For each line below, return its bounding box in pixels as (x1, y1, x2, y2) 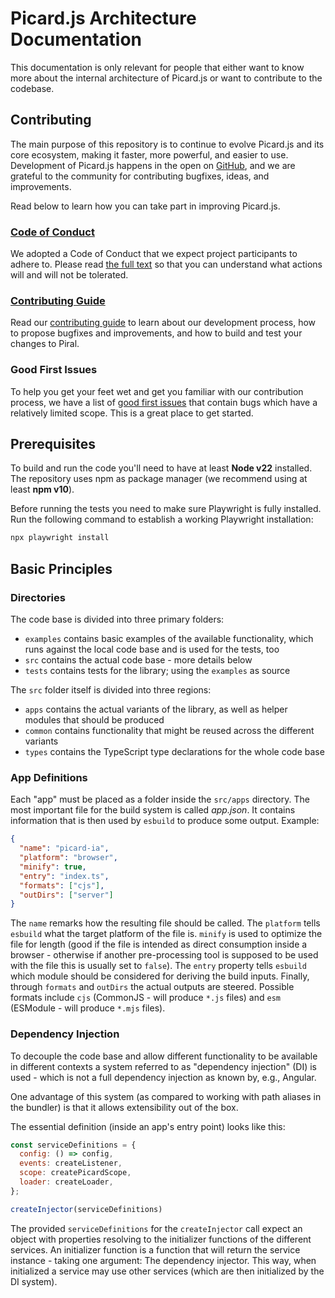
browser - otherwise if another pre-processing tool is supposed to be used (10, 949, 319, 961)
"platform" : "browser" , (19, 853, 118, 863)
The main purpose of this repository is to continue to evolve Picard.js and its (10, 138, 325, 150)
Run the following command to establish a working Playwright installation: (10, 513, 314, 526)
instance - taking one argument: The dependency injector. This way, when (10, 1254, 317, 1266)
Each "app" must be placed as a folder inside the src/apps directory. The (10, 793, 310, 806)
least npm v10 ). (10, 483, 75, 496)
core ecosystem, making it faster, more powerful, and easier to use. (10, 148, 289, 161)
